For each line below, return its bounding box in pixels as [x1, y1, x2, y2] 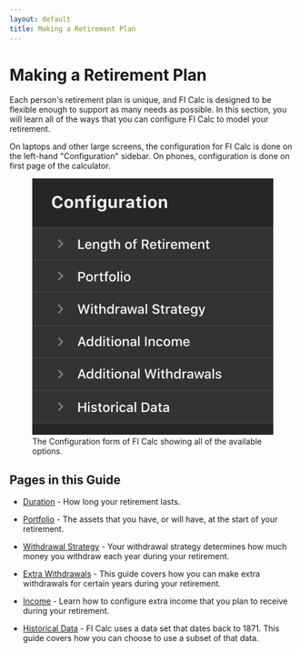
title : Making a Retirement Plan [9, 24, 136, 34]
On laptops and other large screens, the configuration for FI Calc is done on [9, 141, 293, 152]
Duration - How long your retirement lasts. [22, 497, 181, 507]
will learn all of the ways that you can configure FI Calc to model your [9, 114, 269, 125]
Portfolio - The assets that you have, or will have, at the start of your [22, 514, 278, 525]
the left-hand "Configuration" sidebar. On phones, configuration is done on [9, 151, 290, 162]
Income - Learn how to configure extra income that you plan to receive [22, 596, 288, 607]
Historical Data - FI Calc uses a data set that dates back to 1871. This [22, 623, 280, 634]
